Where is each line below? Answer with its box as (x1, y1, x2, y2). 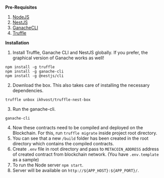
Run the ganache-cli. (12, 106, 56, 112)
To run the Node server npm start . (12, 162, 84, 168)
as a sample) (12, 157, 39, 162)
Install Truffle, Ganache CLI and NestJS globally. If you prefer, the (12, 50, 148, 55)
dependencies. (12, 87, 44, 94)
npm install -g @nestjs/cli (5, 73, 64, 78)
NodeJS (12, 14, 30, 20)
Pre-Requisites (5, 5, 37, 10)
